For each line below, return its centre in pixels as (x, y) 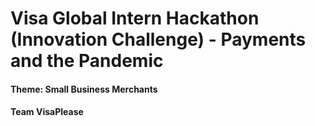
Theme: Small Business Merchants (84, 89)
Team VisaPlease (47, 112)
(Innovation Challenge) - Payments (158, 39)
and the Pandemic (87, 61)
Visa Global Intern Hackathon (135, 18)
